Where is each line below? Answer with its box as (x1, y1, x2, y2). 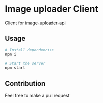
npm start (5, 65, 26, 70)
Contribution (5, 79, 46, 88)
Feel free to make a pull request (5, 93, 70, 99)
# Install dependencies (5, 47, 54, 52)
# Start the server (5, 61, 46, 66)
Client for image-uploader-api (5, 20, 66, 26)
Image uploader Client (5, 3, 98, 15)
